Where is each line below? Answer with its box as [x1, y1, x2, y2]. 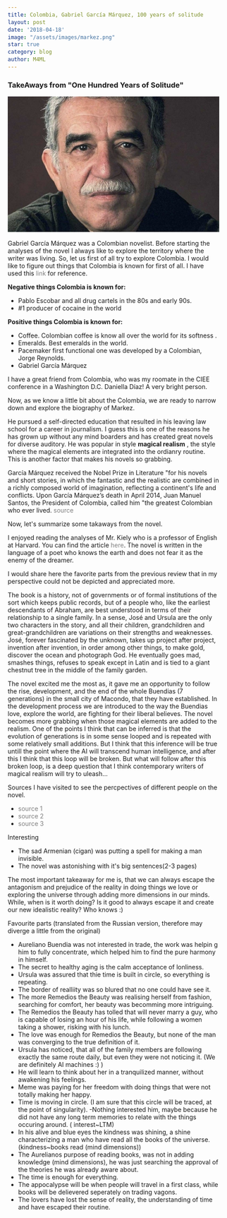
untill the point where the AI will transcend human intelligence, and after [8, 747, 216, 756]
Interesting [8, 833, 39, 842]
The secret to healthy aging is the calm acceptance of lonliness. [18, 963, 204, 972]
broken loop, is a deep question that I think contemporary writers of [8, 762, 204, 770]
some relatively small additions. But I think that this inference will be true [8, 739, 218, 748]
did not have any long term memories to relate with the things [18, 1113, 197, 1121]
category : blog [8, 49, 53, 56]
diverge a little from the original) [8, 926, 101, 936]
